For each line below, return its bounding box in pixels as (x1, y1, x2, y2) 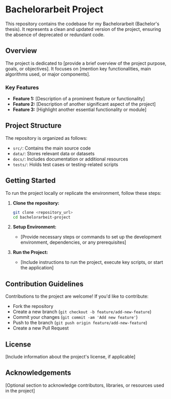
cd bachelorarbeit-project (12, 214, 71, 220)
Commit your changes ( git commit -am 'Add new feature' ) (12, 314, 138, 320)
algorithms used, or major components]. (5, 71, 90, 77)
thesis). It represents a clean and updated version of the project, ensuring (5, 26, 161, 32)
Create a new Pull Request (12, 325, 69, 331)
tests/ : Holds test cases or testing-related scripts (12, 161, 119, 168)
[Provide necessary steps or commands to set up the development (20, 234, 162, 240)
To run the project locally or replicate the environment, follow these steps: (5, 190, 162, 196)
